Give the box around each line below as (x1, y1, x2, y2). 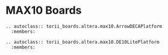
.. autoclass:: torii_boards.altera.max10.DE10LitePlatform (5, 39, 160, 45)
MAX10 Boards (5, 4, 82, 17)
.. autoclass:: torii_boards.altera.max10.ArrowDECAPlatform (5, 23, 163, 29)
